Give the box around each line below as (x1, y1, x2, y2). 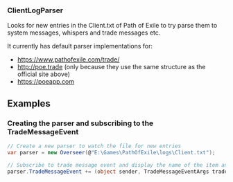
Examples (7, 98, 51, 109)
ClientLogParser (7, 6, 64, 15)
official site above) (17, 70, 71, 78)
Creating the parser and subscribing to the (7, 118, 154, 128)
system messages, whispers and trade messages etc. (7, 28, 161, 37)
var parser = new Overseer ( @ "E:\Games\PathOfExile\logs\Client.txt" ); (7, 149, 216, 156)
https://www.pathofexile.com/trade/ (17, 55, 120, 64)
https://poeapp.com (17, 78, 75, 86)
